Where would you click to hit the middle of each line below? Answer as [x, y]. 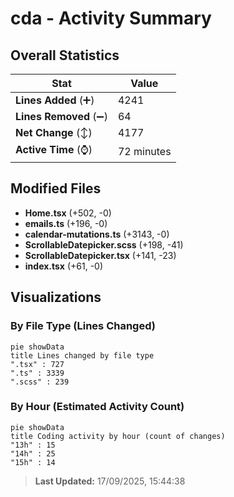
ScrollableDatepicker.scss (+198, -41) [104, 244]
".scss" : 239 [40, 382]
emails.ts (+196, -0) [66, 223]
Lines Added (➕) [55, 100]
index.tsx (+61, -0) [64, 266]
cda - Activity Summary [111, 18]
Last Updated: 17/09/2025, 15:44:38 [110, 481]
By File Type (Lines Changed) [83, 326]
